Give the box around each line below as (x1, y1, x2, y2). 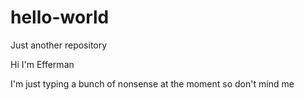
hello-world (10, 6, 110, 29)
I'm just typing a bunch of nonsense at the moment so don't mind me (10, 77, 295, 90)
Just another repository (10, 39, 108, 51)
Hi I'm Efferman (10, 58, 75, 70)
